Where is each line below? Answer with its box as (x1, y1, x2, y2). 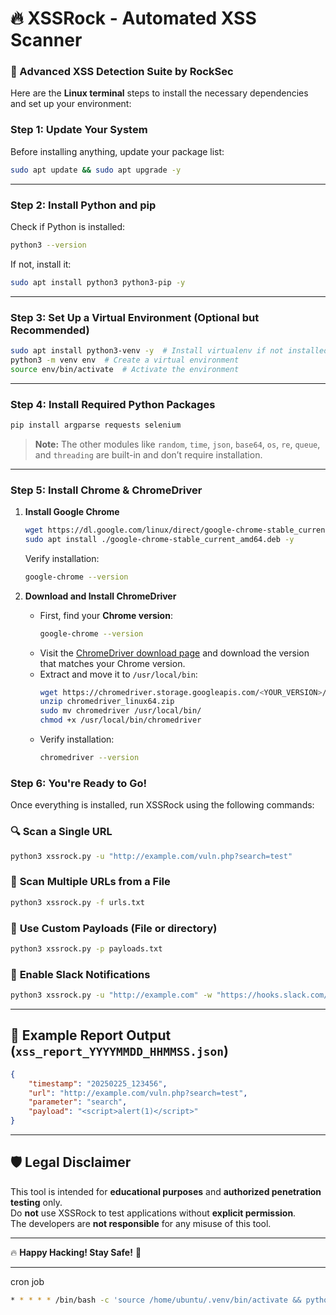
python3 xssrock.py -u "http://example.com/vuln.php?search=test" (10, 851, 293, 861)
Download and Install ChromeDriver (24, 590, 177, 602)
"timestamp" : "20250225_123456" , (28, 1078, 168, 1089)
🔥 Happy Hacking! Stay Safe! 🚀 (10, 1246, 142, 1258)
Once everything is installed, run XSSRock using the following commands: (10, 799, 315, 811)
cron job (10, 1275, 45, 1287)
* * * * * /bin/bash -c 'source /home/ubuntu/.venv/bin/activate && (10, 1295, 302, 1305)
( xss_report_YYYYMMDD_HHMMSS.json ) (10, 1043, 229, 1060)
